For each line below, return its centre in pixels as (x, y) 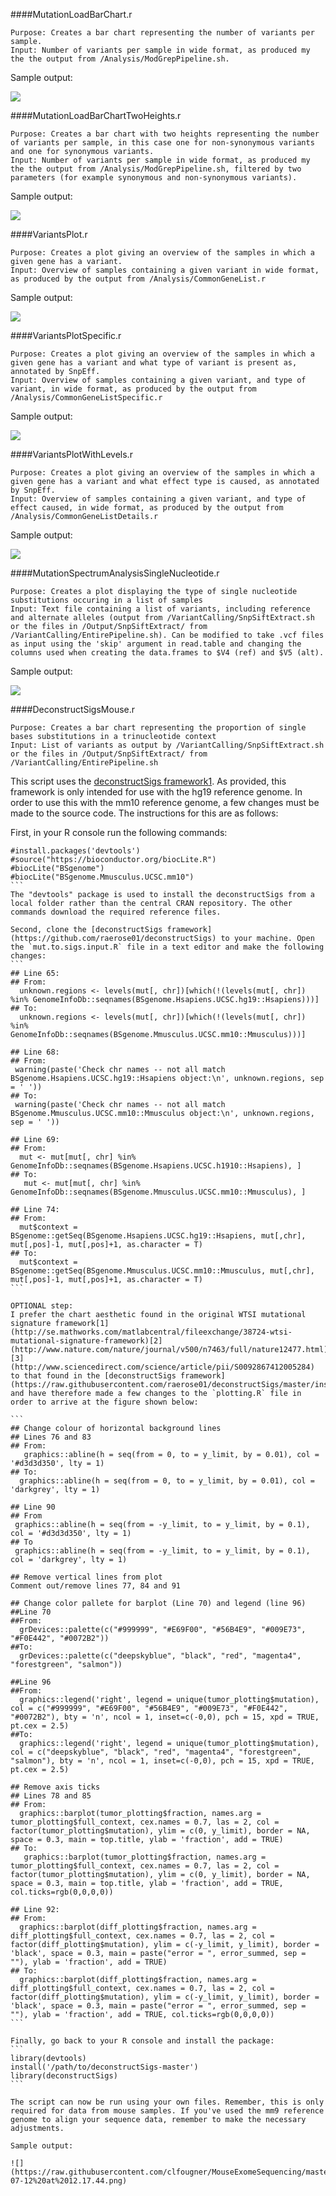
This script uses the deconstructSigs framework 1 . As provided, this (148, 781)
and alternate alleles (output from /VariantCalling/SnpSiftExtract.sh (162, 618)
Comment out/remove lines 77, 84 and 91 (96, 1586)
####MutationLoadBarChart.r (71, 14)
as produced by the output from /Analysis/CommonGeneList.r (138, 279)
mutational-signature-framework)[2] (86, 1341)
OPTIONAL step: (42, 1306)
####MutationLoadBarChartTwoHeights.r (96, 115)
